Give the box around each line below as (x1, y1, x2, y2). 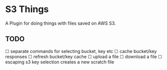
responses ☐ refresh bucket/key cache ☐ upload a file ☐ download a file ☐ (5, 53, 162, 59)
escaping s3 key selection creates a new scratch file (5, 59, 115, 65)
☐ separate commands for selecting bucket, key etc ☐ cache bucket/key (5, 48, 157, 54)
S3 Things (5, 4, 49, 15)
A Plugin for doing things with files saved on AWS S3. (5, 20, 116, 26)
